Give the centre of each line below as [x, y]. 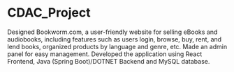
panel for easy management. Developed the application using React [105, 54]
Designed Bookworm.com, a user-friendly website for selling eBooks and [112, 32]
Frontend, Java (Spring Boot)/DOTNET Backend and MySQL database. [109, 61]
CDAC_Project [49, 13]
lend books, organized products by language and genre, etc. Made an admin [117, 46]
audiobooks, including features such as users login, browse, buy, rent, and [115, 39]
